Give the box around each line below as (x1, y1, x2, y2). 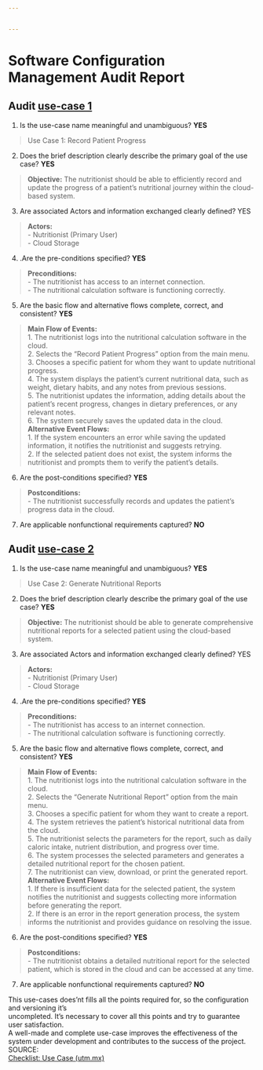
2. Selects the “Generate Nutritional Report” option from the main (27, 792, 238, 802)
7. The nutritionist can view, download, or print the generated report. (27, 867, 249, 876)
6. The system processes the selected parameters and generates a (27, 850, 245, 860)
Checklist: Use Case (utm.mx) (8, 1053, 104, 1062)
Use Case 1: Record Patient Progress (27, 135, 147, 145)
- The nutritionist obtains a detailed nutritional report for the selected (27, 955, 250, 966)
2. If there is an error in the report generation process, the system (27, 908, 240, 918)
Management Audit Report (8, 68, 185, 86)
